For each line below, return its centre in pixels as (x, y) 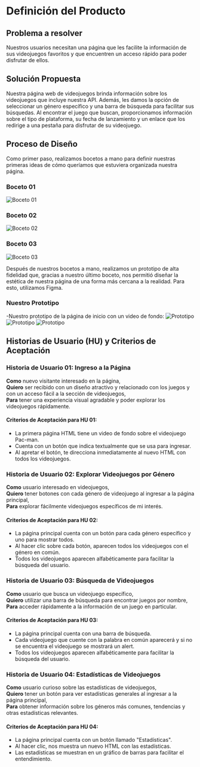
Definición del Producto (66, 11)
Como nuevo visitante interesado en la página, (63, 381)
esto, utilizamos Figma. (35, 287)
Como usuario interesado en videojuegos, (58, 487)
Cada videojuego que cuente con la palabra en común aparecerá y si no (104, 639)
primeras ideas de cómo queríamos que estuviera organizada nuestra (92, 165)
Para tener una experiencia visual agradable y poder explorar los (86, 400)
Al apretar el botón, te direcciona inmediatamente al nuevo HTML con (100, 452)
